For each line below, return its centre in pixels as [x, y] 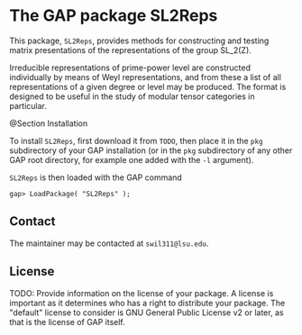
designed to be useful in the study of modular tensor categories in [132, 96]
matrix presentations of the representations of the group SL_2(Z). [131, 50]
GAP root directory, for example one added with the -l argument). [132, 159]
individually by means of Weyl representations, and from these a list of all [146, 77]
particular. [28, 105]
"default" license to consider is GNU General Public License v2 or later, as [146, 312]
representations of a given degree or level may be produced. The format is [148, 86]
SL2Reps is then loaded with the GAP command [96, 177]
